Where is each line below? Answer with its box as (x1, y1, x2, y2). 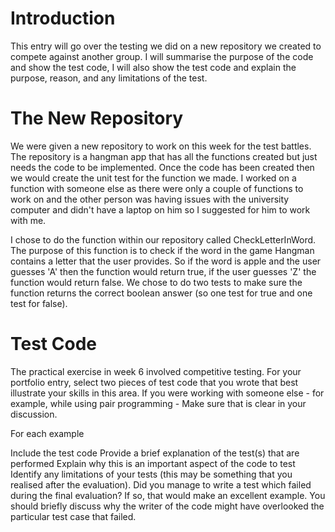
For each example (10, 427, 85, 439)
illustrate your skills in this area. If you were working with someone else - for (10, 387, 325, 399)
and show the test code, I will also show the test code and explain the (10, 61, 297, 73)
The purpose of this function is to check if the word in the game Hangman (10, 244, 315, 256)
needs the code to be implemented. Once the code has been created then (10, 161, 315, 173)
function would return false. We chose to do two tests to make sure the (10, 276, 303, 288)
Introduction (10, 7, 116, 30)
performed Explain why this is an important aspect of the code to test (10, 457, 296, 469)
